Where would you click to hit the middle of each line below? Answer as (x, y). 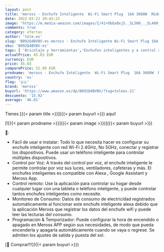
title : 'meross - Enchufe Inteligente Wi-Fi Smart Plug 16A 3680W (76, 14)
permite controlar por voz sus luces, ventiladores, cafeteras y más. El (82, 168)
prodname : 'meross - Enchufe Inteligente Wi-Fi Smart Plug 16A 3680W (79, 73)
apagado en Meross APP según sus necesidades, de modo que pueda (83, 225)
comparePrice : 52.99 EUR (30, 69)
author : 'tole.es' (24, 37)
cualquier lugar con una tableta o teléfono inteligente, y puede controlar (84, 189)
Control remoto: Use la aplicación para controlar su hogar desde (77, 183)
